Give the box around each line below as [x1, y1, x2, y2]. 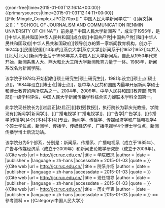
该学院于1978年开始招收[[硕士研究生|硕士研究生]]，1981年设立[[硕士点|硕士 [5, 75, 157, 81]
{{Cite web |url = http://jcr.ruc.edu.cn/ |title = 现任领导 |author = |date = [5, 175, 150, 180]
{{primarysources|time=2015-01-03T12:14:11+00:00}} [5, 10, 114, 16]
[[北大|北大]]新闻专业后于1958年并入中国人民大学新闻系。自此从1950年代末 [5, 53, 158, 59]
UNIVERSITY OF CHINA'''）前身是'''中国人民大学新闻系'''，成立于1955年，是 [5, 28, 160, 34]
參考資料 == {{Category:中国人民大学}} [5, 198, 84, 203]
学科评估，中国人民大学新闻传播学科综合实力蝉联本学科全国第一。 [21, 94, 155, 100]
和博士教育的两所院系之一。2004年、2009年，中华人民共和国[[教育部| [5, 88, 148, 94]
